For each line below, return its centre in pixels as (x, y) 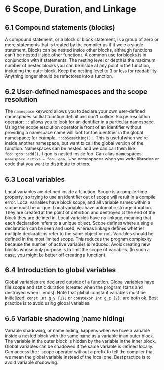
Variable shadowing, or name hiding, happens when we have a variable (78, 331)
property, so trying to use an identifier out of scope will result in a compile (80, 197)
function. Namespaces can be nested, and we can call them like (70, 148)
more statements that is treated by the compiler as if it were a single (74, 45)
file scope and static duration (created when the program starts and (74, 287)
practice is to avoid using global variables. (48, 303)
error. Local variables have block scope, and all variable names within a (78, 202)
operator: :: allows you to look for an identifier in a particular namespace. (80, 122)
